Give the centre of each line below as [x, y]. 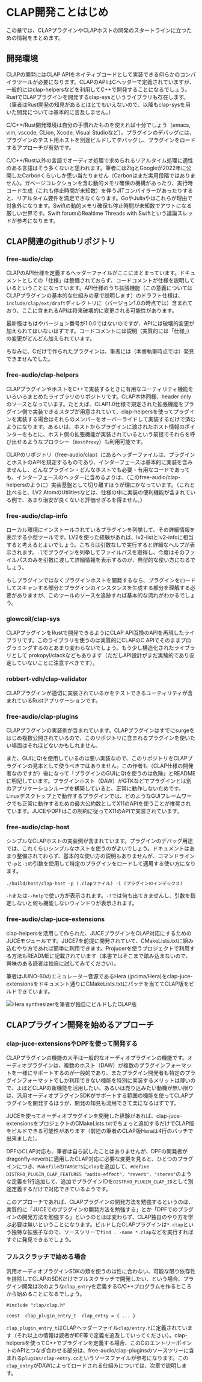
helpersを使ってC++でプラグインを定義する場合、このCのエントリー [91, 1343]
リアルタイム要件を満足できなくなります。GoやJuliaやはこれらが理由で [105, 198]
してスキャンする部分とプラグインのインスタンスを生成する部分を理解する [98, 588]
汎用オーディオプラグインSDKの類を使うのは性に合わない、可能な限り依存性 [101, 1271]
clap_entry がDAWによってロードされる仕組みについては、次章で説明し [94, 1365]
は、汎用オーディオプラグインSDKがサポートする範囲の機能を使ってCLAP [97, 1095]
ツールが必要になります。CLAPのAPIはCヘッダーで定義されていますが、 [106, 81]
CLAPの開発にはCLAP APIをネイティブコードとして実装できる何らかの [93, 74]
